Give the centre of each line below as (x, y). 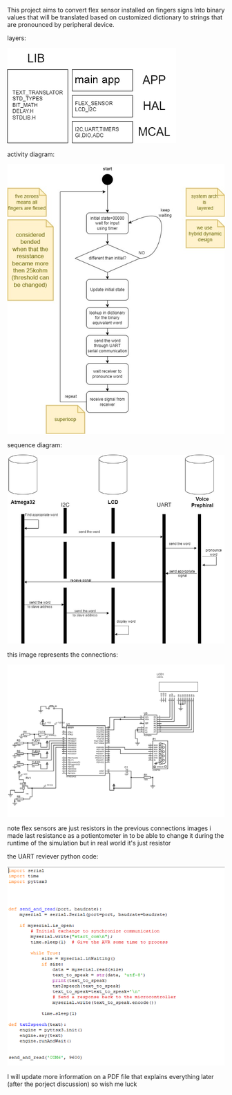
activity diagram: (31, 154)
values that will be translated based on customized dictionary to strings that (115, 17)
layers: (17, 38)
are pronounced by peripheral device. (61, 25)
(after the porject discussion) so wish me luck (72, 1084)
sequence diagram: (35, 444)
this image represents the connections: (63, 654)
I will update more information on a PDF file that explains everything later (110, 1076)
